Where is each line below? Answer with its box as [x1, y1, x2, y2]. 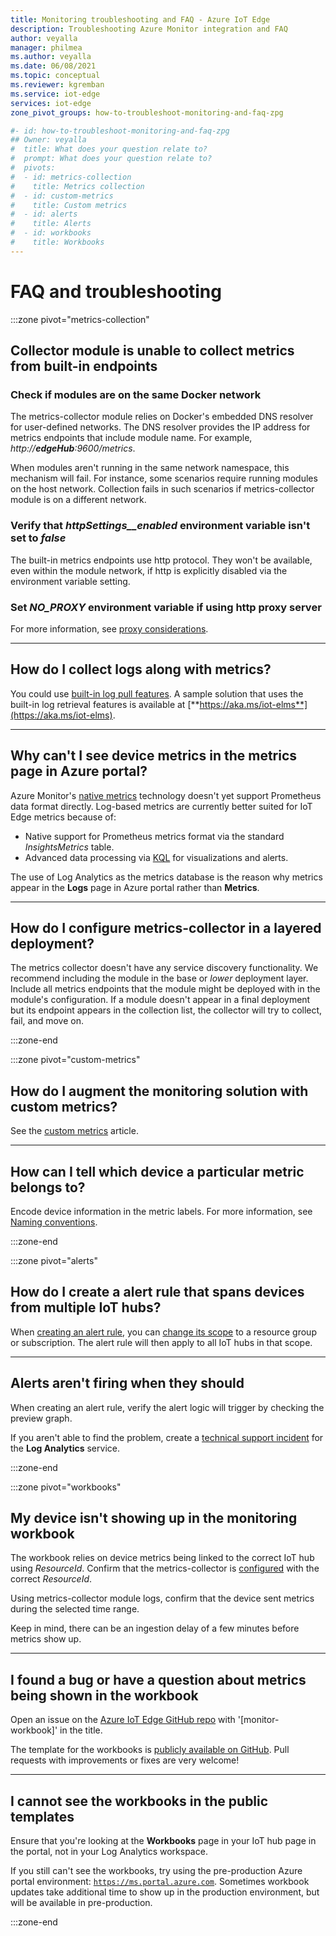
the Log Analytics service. [10, 1442, 120, 1454]
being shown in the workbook [10, 1687, 199, 1704]
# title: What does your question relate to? [10, 144, 208, 155]
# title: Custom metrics [10, 200, 128, 210]
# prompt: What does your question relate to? [10, 154, 213, 164]
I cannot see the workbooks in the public [10, 1792, 269, 1810]
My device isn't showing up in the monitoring [10, 1510, 298, 1527]
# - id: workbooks [10, 228, 92, 238]
